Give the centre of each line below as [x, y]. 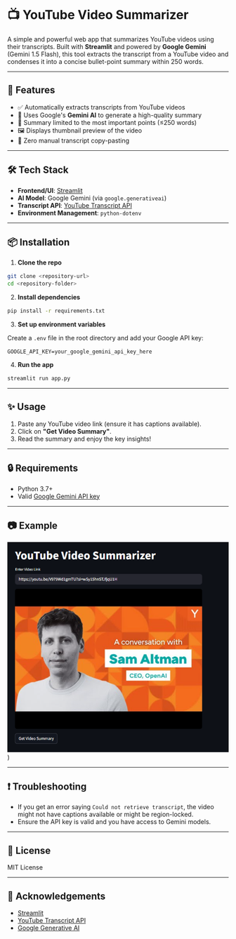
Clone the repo [39, 262]
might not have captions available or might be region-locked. [105, 814]
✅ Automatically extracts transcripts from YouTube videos [101, 107]
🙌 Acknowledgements [57, 896]
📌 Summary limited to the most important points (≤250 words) [107, 122]
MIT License [25, 867]
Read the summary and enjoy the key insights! [84, 439]
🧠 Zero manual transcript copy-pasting [73, 140]
